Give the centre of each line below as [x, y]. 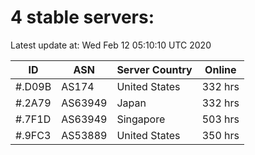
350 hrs [220, 135]
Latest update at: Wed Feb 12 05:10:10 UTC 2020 [111, 45]
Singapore [141, 119]
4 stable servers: [82, 17]
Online [220, 69]
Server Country [154, 69]
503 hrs [220, 119]
